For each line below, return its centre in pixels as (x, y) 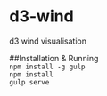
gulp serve (29, 82)
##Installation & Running (54, 58)
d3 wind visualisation (48, 41)
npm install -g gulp (48, 67)
